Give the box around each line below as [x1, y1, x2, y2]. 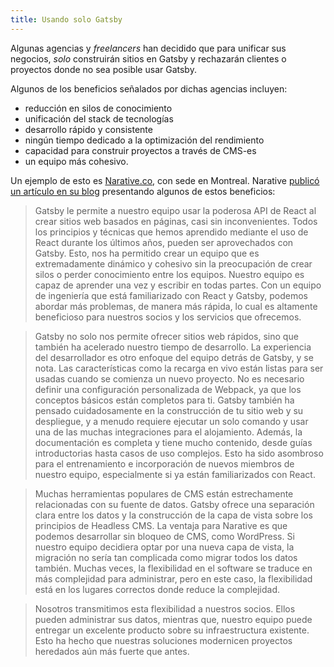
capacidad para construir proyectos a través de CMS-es [24, 144, 257, 156]
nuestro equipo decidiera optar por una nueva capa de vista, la [34, 541, 295, 553]
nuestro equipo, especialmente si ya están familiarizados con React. [34, 468, 316, 480]
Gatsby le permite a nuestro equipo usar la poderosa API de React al [34, 204, 317, 216]
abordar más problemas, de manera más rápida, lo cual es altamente [34, 300, 318, 312]
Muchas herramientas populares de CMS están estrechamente [34, 487, 294, 500]
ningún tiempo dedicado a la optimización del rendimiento [24, 134, 265, 146]
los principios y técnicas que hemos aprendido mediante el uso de [34, 226, 309, 238]
